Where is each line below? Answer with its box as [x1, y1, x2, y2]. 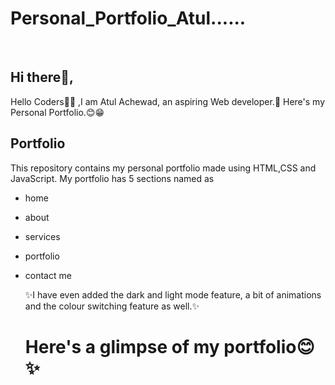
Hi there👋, [10, 69, 75, 86]
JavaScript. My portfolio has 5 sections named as [10, 172, 215, 184]
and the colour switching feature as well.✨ [24, 300, 200, 312]
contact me [24, 269, 72, 281]
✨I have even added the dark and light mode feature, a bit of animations [24, 288, 322, 301]
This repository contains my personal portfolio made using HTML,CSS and [10, 162, 317, 174]
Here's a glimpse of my [24, 335, 220, 358]
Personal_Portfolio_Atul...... [10, 7, 247, 30]
